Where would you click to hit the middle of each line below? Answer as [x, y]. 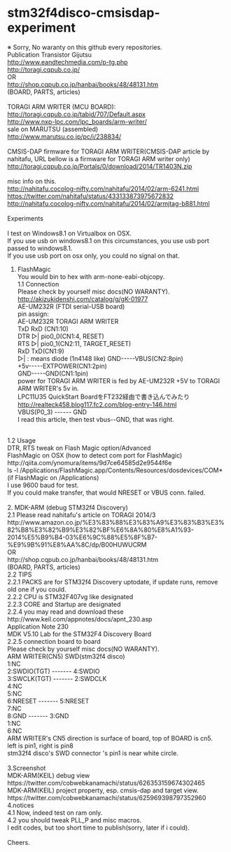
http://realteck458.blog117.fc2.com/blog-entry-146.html [97, 404]
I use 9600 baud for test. [43, 485]
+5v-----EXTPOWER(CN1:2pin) [62, 366]
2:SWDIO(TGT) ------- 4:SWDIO [54, 671]
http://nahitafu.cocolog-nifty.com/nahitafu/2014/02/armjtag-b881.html [108, 203]
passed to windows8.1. [40, 248]
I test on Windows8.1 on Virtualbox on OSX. [69, 233]
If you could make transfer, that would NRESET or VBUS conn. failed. [106, 493]
